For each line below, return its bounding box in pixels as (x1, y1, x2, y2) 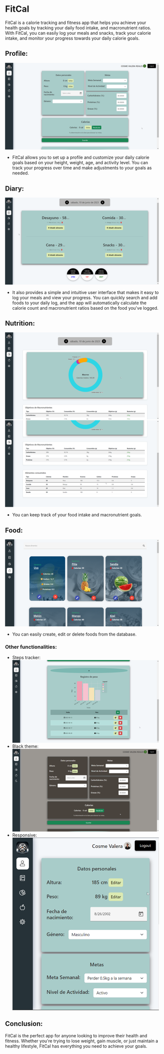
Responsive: (12, 832, 37, 838)
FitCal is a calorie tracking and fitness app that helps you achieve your (5, 20, 146, 25)
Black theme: (12, 743, 39, 749)
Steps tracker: (12, 654, 41, 660)
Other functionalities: (5, 643, 57, 650)
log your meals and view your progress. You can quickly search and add (12, 294, 158, 300)
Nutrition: (5, 319, 35, 327)
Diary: (5, 184, 24, 193)
